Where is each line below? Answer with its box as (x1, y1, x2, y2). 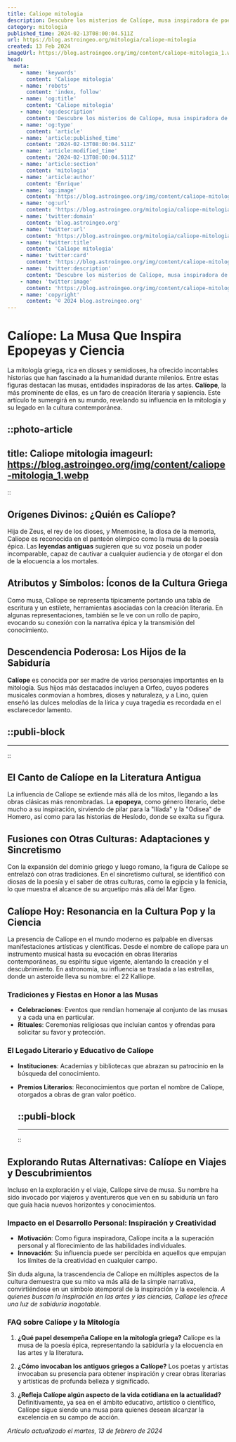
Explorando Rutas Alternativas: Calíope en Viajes (7, 1156, 227, 1168)
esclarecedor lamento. (7, 705, 72, 714)
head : (7, 56, 23, 63)
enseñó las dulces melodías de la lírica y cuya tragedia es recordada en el (7, 698, 221, 707)
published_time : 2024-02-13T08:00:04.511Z (7, 30, 133, 37)
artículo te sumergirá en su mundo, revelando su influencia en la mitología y (7, 396, 227, 405)
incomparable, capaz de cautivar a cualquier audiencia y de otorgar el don (7, 549, 223, 558)
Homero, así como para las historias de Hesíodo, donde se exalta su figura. (7, 813, 225, 821)
